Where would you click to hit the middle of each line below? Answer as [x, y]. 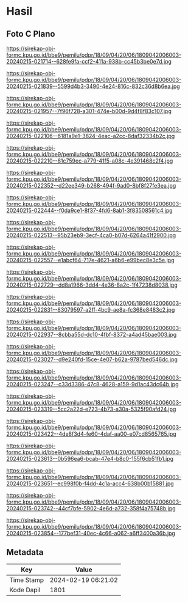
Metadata [25, 552]
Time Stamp [27, 580]
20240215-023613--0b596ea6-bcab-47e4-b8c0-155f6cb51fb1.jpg [90, 459]
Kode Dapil [25, 590]
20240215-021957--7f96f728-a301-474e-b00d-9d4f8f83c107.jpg [89, 111]
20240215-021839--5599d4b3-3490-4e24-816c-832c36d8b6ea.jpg [93, 86]
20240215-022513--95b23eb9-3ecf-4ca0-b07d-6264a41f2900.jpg [91, 235]
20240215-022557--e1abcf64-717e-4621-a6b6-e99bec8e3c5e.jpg [90, 260]
